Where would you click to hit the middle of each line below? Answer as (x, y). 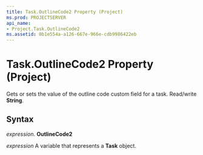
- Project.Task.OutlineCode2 (43, 29)
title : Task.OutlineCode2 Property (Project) (65, 12)
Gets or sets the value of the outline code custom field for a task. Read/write (101, 94)
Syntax (20, 120)
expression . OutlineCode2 (39, 134)
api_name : (19, 23)
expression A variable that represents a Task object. (71, 145)
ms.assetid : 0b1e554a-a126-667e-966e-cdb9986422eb (72, 35)
